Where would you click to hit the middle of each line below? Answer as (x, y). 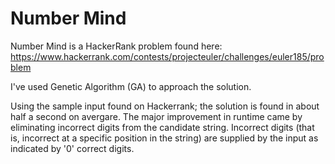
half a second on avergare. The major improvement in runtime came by (156, 116)
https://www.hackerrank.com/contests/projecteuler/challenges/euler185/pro (167, 56)
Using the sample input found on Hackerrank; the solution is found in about (165, 106)
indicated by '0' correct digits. (72, 148)
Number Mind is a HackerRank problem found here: (116, 46)
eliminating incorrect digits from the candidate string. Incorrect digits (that (162, 127)
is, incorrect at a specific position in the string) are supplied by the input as (164, 138)
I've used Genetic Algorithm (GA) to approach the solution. (131, 86)
